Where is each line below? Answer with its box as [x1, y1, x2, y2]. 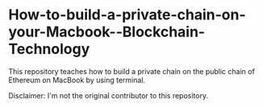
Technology [8, 40, 90, 58]
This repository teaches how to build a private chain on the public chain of [8, 66, 256, 76]
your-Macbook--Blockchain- [8, 23, 206, 41]
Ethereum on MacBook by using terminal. [8, 75, 146, 85]
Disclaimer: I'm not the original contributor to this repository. [8, 90, 208, 100]
